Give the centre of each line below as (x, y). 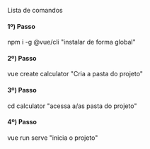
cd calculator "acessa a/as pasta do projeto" (72, 106)
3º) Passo (22, 90)
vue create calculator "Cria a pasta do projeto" (75, 74)
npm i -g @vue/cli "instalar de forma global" (71, 42)
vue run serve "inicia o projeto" (53, 138)
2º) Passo (22, 58)
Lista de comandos (35, 10)
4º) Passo (22, 122)
